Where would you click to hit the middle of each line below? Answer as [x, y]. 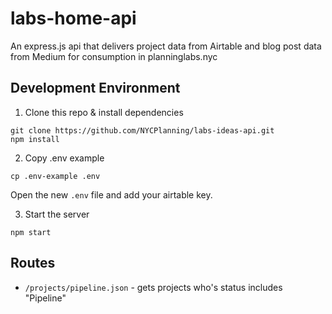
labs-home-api [73, 18]
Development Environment [95, 88]
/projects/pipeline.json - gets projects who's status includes [153, 287]
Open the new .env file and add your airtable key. [111, 194]
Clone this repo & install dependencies [104, 112]
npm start [31, 232]
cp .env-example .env [55, 176]
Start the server [57, 214]
